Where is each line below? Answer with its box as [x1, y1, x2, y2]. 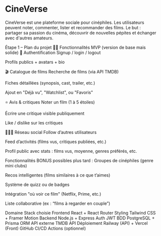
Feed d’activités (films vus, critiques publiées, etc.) [5, 139, 107, 145]
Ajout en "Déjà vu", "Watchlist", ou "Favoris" [5, 89, 93, 95]
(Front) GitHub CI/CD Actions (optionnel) [5, 225, 86, 231]
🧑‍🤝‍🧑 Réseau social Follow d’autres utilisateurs [5, 129, 97, 135]
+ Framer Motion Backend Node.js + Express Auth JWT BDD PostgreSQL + [5, 215, 155, 221]
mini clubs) [5, 163, 27, 168]
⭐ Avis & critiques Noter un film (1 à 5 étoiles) [5, 99, 95, 105]
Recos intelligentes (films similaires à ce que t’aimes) [5, 172, 111, 178]
